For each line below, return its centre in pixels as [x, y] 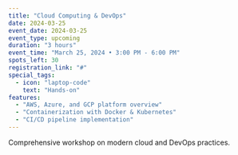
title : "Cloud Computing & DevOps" [67, 16]
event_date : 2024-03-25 [48, 30]
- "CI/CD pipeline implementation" [75, 120]
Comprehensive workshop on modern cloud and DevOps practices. [119, 142]
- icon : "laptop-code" [53, 82]
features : [25, 97]
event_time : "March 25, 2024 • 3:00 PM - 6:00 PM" [94, 53]
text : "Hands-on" [52, 90]
